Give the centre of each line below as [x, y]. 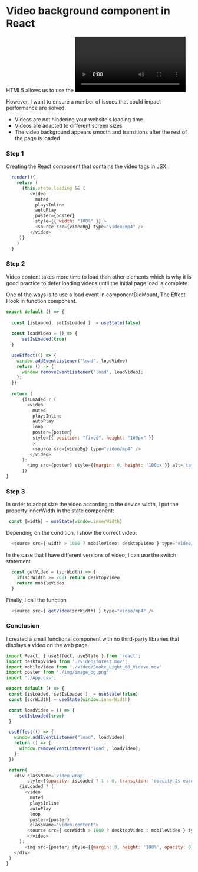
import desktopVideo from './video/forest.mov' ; [67, 661]
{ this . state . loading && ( [53, 188]
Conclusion [23, 626]
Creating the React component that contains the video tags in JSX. [87, 166]
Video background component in [88, 11]
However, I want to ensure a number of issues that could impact [84, 101]
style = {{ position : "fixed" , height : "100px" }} [93, 438]
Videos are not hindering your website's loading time [79, 119]
